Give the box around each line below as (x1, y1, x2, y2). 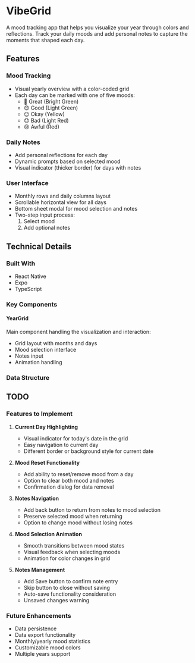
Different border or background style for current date (23, 448, 154, 455)
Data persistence (14, 625, 57, 632)
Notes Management (14, 566, 65, 573)
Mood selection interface (14, 346, 77, 354)
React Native (14, 273, 46, 280)
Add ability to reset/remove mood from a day (23, 470, 134, 477)
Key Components (6, 300, 58, 308)
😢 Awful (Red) (23, 123, 59, 130)
